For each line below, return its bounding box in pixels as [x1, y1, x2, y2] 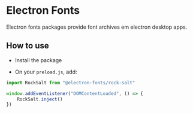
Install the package [14, 56, 62, 63]
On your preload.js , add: [14, 68, 77, 75]
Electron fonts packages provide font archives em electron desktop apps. [6, 23, 188, 30]
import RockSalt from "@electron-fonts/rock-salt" [6, 80, 135, 85]
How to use [6, 41, 49, 51]
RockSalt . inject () [17, 96, 63, 102]
